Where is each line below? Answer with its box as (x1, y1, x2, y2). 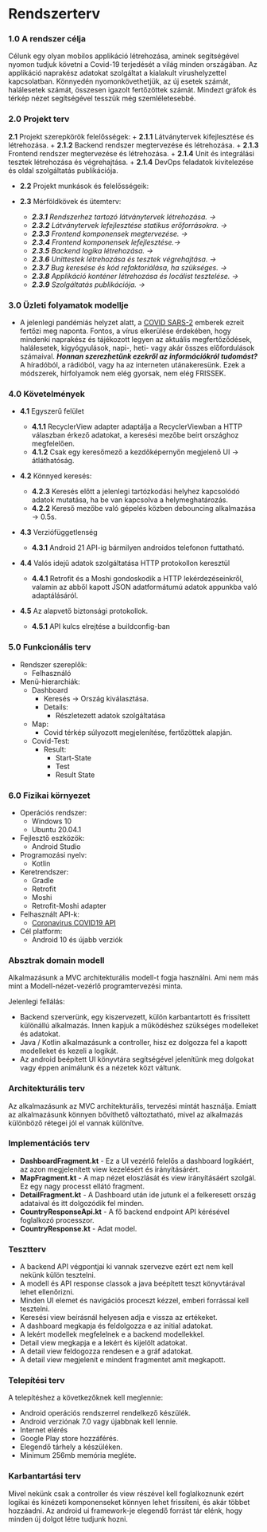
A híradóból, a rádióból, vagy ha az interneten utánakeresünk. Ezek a (19, 360, 246, 370)
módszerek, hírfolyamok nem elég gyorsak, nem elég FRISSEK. (19, 368, 226, 379)
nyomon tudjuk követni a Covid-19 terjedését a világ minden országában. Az (8, 60, 258, 69)
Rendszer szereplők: (19, 659, 87, 670)
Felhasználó (31, 668, 72, 678)
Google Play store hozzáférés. (19, 1434, 119, 1444)
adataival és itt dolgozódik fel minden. (19, 1198, 145, 1208)
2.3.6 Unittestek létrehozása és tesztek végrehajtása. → (31, 254, 217, 264)
